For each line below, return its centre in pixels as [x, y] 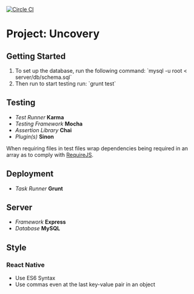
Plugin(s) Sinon [35, 136]
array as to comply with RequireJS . [50, 155]
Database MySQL [38, 229]
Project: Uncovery [53, 34]
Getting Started [36, 56]
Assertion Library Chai [43, 130]
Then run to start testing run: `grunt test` [65, 84]
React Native [26, 265]
